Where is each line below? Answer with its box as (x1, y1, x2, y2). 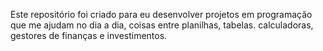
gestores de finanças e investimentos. (10, 30, 168, 41)
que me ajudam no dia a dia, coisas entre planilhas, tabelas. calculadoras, (10, 19, 314, 31)
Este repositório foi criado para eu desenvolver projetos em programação (10, 9, 313, 20)
